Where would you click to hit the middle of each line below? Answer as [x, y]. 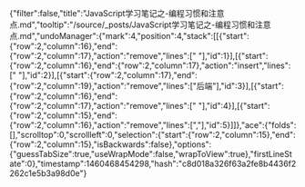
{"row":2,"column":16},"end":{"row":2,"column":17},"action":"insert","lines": [150, 65]
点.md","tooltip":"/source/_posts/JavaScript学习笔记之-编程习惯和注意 [140, 25]
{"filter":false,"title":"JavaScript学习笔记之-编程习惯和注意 [117, 13]
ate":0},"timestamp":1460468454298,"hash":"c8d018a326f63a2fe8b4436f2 [153, 163]
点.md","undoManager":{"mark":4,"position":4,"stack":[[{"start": [129, 36]
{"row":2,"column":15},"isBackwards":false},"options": [111, 144]
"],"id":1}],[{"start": [233, 56]
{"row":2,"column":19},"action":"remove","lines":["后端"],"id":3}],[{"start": [147, 86]
